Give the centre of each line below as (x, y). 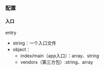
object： (21, 50)
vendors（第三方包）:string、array (57, 62)
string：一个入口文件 (34, 43)
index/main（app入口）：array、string (60, 56)
